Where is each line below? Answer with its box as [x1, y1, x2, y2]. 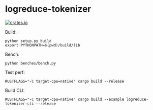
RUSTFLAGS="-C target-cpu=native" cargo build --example [5, 97, 124, 102]
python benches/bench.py [5, 61, 56, 66]
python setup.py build [5, 38, 52, 44]
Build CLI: [5, 87, 25, 93]
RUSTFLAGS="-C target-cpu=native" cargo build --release [5, 79, 124, 84]
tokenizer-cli [5, 101, 34, 106]
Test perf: [5, 69, 25, 75]
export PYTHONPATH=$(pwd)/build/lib [5, 43, 80, 47]
